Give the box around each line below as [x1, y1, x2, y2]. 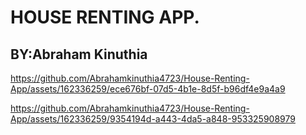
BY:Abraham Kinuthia [10, 46, 148, 63]
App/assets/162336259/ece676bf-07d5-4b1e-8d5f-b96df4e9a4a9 [10, 83, 286, 95]
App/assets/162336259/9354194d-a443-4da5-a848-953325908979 [10, 113, 296, 125]
